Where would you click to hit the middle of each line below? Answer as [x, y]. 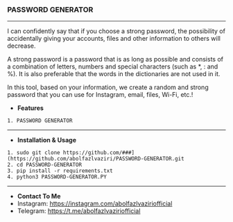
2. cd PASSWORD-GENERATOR [44, 165]
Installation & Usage [46, 140]
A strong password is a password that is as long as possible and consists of [115, 59]
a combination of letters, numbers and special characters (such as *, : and [113, 66]
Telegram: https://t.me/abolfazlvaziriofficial [79, 211]
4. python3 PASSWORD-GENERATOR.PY [57, 177]
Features [30, 108]
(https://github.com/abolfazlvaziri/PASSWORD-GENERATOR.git [96, 159]
